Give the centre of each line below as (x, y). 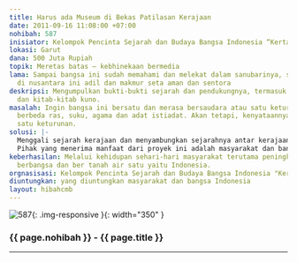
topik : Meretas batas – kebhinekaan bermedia (94, 67)
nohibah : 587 (33, 34)
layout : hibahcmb (41, 190)
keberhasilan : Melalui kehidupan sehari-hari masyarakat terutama (134, 157)
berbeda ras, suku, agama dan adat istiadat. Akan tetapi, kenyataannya (154, 116)
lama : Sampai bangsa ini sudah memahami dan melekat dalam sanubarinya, (146, 75)
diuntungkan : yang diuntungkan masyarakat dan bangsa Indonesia (130, 182)
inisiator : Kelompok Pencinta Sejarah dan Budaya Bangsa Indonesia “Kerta (150, 42)
